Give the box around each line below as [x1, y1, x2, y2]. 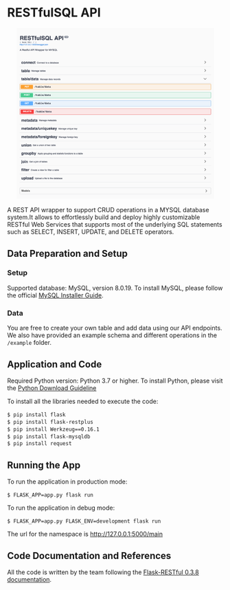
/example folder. [7, 339, 51, 347]
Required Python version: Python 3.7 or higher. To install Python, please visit [7, 376, 223, 385]
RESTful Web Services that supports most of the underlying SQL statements [7, 220, 222, 229]
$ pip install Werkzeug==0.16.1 [7, 426, 100, 433]
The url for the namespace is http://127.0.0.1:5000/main [7, 530, 163, 538]
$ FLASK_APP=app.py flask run [7, 492, 94, 499]
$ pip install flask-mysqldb [7, 433, 91, 440]
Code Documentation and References [7, 549, 172, 561]
